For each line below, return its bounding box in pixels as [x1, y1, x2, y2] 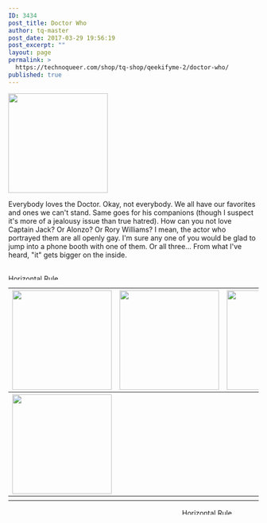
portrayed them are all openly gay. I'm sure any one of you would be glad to [8, 232, 256, 243]
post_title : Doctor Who [8, 19, 87, 27]
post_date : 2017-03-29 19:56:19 [8, 33, 115, 42]
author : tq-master [8, 26, 69, 34]
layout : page [8, 49, 52, 57]
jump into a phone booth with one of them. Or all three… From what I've [8, 241, 242, 251]
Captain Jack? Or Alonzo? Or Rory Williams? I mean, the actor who [8, 224, 226, 234]
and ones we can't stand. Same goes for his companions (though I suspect [8, 208, 254, 217]
